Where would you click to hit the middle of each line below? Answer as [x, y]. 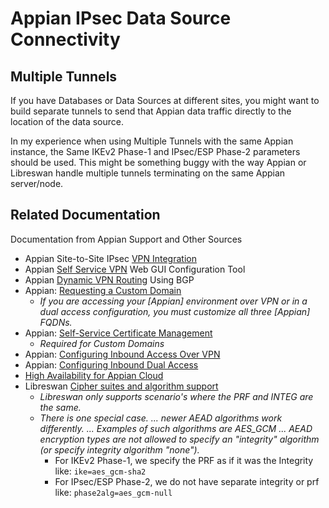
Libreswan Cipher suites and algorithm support [121, 386]
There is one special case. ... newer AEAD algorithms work [161, 418]
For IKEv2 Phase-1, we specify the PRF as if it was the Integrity [184, 460]
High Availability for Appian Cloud [94, 375]
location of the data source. [67, 121]
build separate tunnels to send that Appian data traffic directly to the [151, 111]
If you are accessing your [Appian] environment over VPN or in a [173, 301]
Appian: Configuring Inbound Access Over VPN [122, 354]
